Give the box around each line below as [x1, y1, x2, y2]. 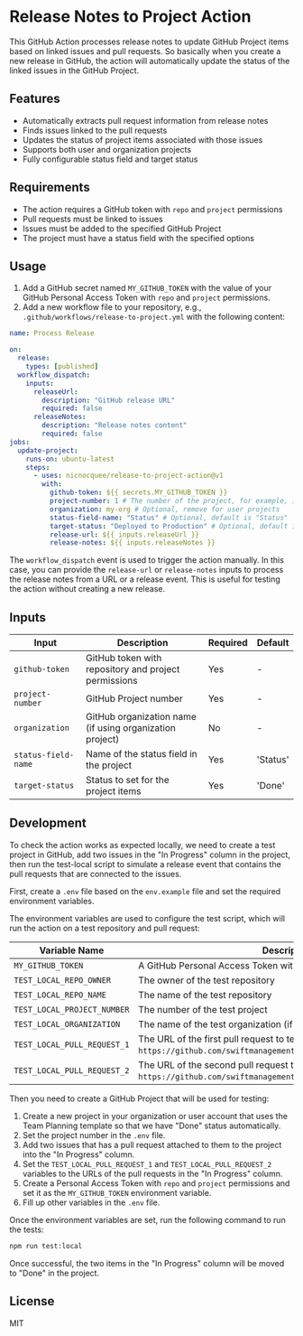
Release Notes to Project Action [9, 6, 252, 27]
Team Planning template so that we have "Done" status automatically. [22, 1120, 281, 1131]
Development [9, 816, 87, 831]
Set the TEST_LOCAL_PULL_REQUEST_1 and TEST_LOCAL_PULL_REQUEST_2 [22, 1158, 272, 1169]
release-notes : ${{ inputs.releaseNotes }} [49, 538, 216, 547]
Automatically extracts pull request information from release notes [22, 115, 269, 126]
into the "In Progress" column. [22, 1149, 135, 1160]
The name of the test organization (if [138, 1018, 293, 1031]
